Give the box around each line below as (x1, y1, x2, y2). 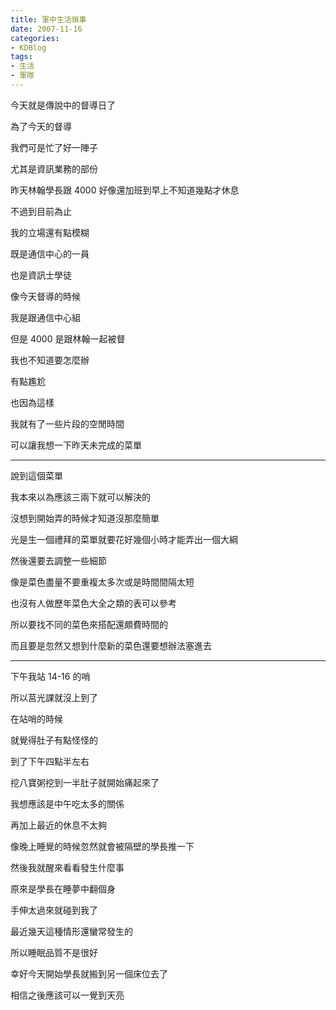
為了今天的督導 (10, 120, 72, 132)
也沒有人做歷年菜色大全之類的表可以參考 (10, 597, 177, 609)
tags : (10, 52, 33, 62)
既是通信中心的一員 (10, 247, 90, 260)
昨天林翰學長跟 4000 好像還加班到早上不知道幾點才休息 (10, 184, 240, 196)
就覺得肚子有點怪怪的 (10, 734, 98, 746)
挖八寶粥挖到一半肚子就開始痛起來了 (10, 776, 160, 788)
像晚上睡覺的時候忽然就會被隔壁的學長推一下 (10, 840, 195, 852)
